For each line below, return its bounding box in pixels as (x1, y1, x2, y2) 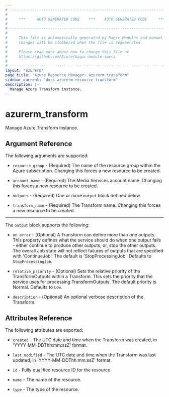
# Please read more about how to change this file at (5, 49, 129, 54)
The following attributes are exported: (5, 327, 83, 333)
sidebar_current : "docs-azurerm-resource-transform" (5, 77, 118, 82)
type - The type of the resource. (12, 386, 79, 392)
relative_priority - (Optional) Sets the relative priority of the (12, 268, 140, 274)
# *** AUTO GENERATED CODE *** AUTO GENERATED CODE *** (5, 17, 165, 22)
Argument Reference (5, 139, 72, 148)
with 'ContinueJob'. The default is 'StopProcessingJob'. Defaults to (12, 253, 152, 259)
